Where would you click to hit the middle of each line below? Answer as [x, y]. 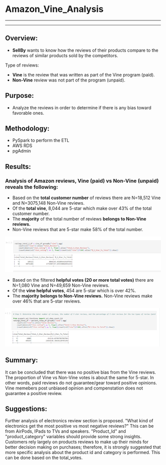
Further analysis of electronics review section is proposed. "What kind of [79, 421]
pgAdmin [21, 151]
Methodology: [27, 128]
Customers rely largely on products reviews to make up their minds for [77, 442]
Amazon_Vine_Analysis [54, 9]
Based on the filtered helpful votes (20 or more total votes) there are [83, 280]
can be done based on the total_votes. [44, 458]
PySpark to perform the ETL [41, 141]
